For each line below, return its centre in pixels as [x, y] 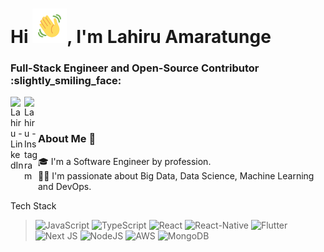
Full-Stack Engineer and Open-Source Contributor [135, 68]
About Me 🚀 [67, 139]
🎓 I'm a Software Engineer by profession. [125, 161]
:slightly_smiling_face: [66, 81]
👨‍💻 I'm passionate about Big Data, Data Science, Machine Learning [176, 175]
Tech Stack [33, 205]
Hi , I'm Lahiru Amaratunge [141, 37]
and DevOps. [65, 186]
